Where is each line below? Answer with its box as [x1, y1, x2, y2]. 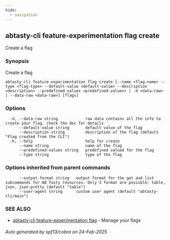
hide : [5, 7, 17, 13]
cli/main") [5, 193, 29, 199]
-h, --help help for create [10, 138, 120, 144]
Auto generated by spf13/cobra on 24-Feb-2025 [5, 229, 107, 235]
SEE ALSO [5, 206, 31, 213]
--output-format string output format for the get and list [18, 175, 154, 181]
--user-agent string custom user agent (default [18, 189, 136, 194]
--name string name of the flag [18, 143, 123, 148]
